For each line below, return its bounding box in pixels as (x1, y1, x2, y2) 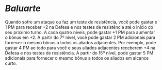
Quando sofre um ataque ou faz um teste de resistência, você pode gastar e (5, 19, 158, 25)
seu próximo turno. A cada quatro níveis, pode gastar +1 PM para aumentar (5, 29, 155, 35)
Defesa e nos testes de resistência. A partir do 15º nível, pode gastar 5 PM (5, 50, 154, 56)
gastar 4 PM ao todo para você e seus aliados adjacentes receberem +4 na (5, 45, 156, 51)
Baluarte (5, 3, 41, 14)
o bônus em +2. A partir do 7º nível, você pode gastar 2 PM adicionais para (5, 35, 156, 40)
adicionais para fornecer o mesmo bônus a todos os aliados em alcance (5, 55, 149, 61)
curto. (5, 60, 17, 66)
